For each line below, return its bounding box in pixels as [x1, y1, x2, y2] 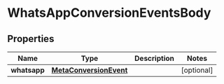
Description [134, 54, 175, 63]
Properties [7, 33, 55, 45]
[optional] [181, 65, 213, 75]
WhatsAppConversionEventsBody [7, 5, 211, 21]
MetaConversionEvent [51, 65, 128, 75]
